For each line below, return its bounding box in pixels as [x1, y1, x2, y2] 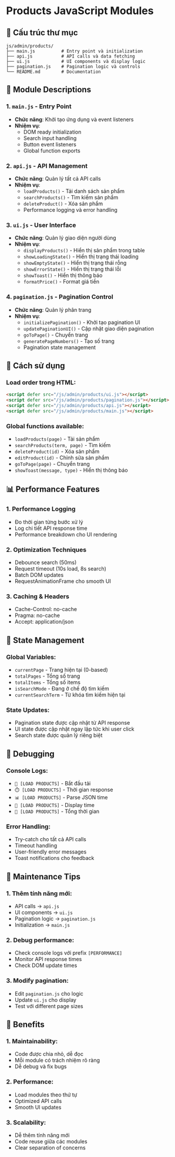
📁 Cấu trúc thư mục [6, 28, 78, 38]
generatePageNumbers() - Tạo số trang [23, 337, 115, 345]
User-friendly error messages [14, 848, 87, 855]
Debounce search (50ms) [14, 559, 77, 566]
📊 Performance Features [6, 484, 100, 495]
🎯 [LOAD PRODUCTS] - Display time [14, 802, 95, 809]
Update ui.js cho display [14, 996, 76, 1003]
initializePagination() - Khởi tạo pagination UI [23, 319, 141, 326]
